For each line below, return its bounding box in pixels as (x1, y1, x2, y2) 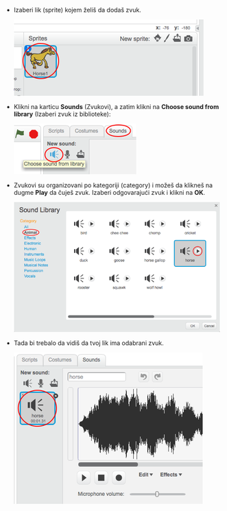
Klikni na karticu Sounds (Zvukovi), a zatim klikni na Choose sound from (13, 103, 219, 110)
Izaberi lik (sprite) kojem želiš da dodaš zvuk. (13, 6, 142, 14)
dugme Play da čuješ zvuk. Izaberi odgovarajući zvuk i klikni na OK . (13, 189, 206, 196)
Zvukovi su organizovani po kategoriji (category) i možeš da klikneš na (13, 181, 213, 189)
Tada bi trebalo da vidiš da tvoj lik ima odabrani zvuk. (13, 339, 165, 347)
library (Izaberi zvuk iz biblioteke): (13, 110, 111, 118)
